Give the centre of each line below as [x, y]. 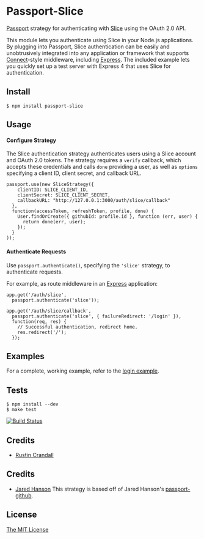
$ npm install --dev [33, 404]
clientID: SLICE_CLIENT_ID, [53, 190]
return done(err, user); [54, 222]
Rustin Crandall [34, 455]
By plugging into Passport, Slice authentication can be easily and [88, 46]
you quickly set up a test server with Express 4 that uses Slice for [89, 66]
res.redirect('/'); [42, 332]
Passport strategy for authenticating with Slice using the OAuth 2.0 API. [96, 28]
